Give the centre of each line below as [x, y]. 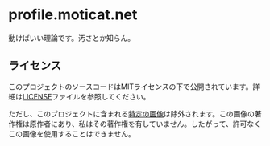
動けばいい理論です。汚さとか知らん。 [72, 38]
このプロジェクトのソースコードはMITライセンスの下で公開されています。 [131, 87]
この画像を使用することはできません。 [72, 133]
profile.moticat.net [73, 15]
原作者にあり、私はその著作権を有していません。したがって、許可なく [145, 124]
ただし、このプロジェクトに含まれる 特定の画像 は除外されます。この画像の [132, 113]
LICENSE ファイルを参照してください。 [87, 96]
